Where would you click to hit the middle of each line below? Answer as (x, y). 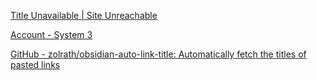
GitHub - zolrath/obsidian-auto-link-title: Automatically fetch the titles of (158, 54)
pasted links (35, 64)
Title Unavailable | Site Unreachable (84, 15)
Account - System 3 (51, 34)
